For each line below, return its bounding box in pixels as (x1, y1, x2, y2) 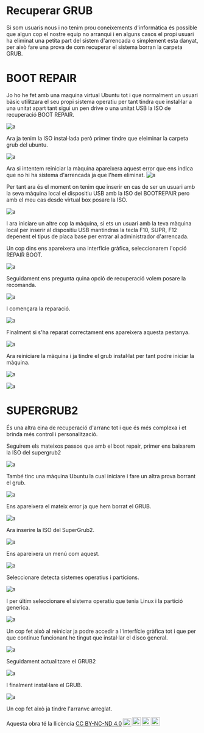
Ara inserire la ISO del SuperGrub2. (6, 526, 94, 533)
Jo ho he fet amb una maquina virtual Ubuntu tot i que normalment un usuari (6, 91, 198, 98)
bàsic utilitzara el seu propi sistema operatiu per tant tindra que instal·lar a (6, 98, 192, 105)
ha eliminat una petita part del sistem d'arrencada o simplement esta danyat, (6, 37, 199, 44)
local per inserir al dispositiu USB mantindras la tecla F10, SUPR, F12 (6, 226, 178, 233)
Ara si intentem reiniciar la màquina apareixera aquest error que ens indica (6, 164, 194, 172)
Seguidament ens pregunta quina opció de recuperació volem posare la (6, 274, 186, 282)
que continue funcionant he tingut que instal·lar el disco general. (6, 633, 168, 641)
